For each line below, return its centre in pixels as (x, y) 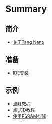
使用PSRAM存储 (29, 116)
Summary (26, 9)
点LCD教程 (24, 110)
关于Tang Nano (28, 42)
